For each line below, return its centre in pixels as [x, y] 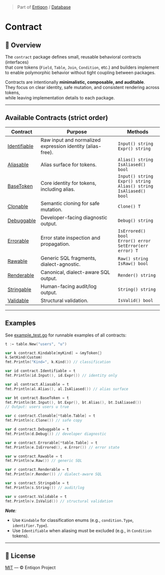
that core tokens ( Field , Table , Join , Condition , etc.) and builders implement [82, 67]
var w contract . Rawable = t [34, 456]
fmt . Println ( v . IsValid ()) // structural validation [59, 501]
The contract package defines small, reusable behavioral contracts [73, 57]
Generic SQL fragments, [69, 258]
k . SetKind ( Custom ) [24, 358]
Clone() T [129, 206]
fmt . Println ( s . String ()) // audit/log [45, 487]
